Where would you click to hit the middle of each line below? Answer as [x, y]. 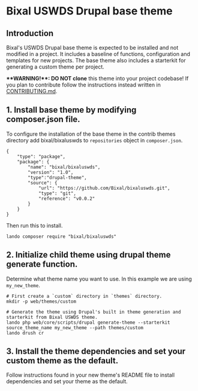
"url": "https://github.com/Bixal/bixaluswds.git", [104, 188]
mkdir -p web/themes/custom [41, 302]
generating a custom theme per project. [55, 67]
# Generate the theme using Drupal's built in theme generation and [94, 312]
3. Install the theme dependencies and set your [96, 352]
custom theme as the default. [62, 361]
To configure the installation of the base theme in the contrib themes [91, 134]
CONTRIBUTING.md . [32, 91]
